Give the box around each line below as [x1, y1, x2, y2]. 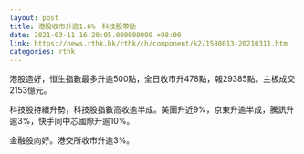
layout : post [9, 13, 59, 23]
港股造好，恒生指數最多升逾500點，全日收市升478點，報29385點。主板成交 [9, 74, 296, 85]
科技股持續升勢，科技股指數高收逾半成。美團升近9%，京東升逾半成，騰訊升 [9, 104, 295, 115]
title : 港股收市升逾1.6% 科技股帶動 [9, 22, 137, 31]
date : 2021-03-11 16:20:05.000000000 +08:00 [9, 30, 182, 39]
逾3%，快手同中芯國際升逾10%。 [9, 116, 135, 127]
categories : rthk [9, 47, 76, 56]
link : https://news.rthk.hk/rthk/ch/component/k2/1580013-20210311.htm [9, 38, 288, 48]
